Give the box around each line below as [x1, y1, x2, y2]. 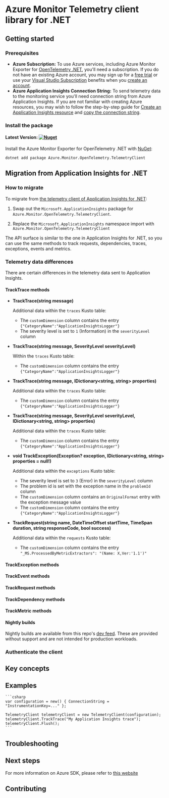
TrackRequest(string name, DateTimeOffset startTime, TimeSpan [12, 520, 153, 526]
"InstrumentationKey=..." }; [5, 704, 67, 709]
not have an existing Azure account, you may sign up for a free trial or [12, 72, 158, 78]
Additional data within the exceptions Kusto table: [12, 468, 116, 474]
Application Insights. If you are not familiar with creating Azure [12, 98, 142, 105]
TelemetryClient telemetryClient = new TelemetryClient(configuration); [5, 712, 161, 718]
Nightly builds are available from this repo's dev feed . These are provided [5, 630, 158, 637]
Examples [5, 681, 37, 690]
